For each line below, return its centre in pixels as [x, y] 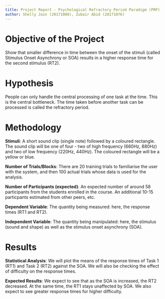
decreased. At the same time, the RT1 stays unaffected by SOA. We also [78, 286]
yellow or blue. [20, 157]
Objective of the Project [55, 39]
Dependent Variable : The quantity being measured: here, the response [78, 207]
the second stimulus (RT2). [33, 63]
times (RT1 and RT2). [26, 212]
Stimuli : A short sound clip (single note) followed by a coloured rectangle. [80, 141]
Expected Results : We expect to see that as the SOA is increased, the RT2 [81, 281]
